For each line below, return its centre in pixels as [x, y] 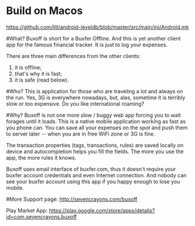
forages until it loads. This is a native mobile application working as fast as [96, 121]
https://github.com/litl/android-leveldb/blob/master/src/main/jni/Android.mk [97, 27]
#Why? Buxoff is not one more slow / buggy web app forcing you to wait [93, 115]
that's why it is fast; [38, 73]
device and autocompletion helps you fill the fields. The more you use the [95, 151]
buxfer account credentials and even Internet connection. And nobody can [96, 175]
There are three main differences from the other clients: [73, 56]
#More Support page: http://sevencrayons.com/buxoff [72, 199]
